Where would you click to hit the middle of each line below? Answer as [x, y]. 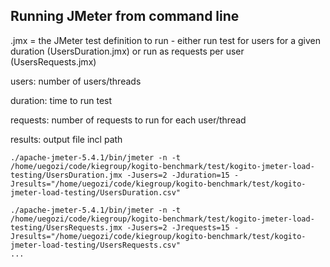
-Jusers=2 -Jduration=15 [178, 175]
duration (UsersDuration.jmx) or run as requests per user [127, 51]
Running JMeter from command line [125, 16]
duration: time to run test [61, 100]
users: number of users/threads [76, 81]
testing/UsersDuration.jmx [66, 175]
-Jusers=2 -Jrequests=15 [178, 227]
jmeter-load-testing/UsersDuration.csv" [96, 192]
